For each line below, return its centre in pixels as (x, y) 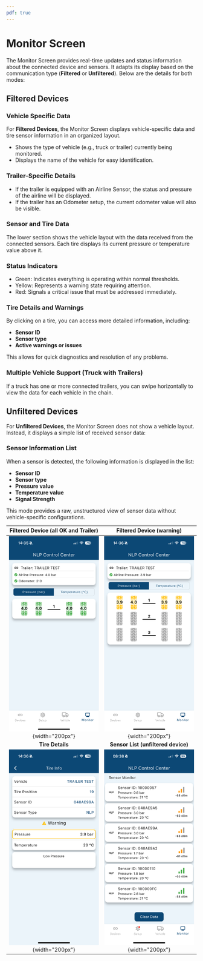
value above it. (24, 250)
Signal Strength (35, 499)
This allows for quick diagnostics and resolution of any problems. (87, 357)
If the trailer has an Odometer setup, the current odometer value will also (105, 202)
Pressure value (34, 486)
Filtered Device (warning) (149, 531)
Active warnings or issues (48, 345)
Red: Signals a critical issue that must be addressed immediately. (96, 292)
